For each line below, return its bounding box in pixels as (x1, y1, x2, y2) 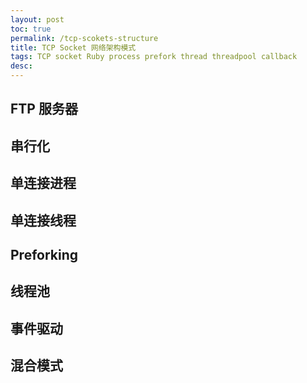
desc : (10, 61, 33, 71)
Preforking (10, 246, 79, 263)
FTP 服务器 (10, 101, 78, 118)
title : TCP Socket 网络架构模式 (10, 42, 137, 53)
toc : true (10, 24, 52, 34)
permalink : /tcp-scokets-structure (10, 33, 159, 43)
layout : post (10, 14, 65, 25)
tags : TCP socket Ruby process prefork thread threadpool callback (10, 52, 298, 62)
